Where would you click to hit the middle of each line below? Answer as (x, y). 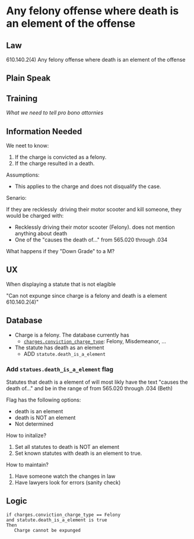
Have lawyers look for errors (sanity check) (68, 482)
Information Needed (44, 131)
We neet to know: (28, 146)
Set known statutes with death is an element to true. (78, 453)
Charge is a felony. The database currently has (72, 335)
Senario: (16, 198)
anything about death (41, 234)
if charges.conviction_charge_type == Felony (63, 515)
